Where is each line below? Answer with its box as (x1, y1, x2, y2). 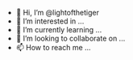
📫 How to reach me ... (15, 43, 91, 52)
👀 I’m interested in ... (15, 16, 85, 26)
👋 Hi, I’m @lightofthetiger (15, 8, 99, 17)
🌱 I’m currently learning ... (15, 25, 102, 34)
